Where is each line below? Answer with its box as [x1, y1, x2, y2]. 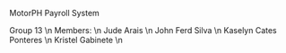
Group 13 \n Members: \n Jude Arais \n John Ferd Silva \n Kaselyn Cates [9, 25, 278, 35]
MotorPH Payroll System [9, 8, 100, 18]
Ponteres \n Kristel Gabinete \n [9, 35, 124, 45]
